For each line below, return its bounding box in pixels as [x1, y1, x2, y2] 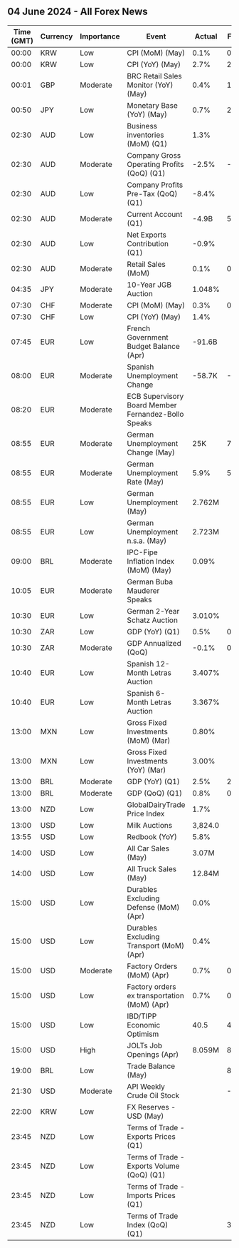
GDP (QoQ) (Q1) [127, 788, 183, 798]
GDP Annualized [127, 638, 181, 648]
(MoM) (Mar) [127, 735, 171, 745]
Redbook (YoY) [127, 831, 178, 841]
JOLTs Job [127, 1040, 163, 1050]
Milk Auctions [127, 820, 173, 830]
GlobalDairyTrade [127, 799, 186, 809]
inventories [127, 130, 164, 140]
